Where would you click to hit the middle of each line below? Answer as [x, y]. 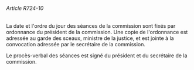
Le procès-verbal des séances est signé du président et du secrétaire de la [97, 56]
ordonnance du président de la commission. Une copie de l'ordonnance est [97, 32]
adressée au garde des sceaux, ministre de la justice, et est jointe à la [90, 38]
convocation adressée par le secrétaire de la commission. [76, 45]
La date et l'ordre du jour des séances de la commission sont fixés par [91, 26]
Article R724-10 [25, 8]
